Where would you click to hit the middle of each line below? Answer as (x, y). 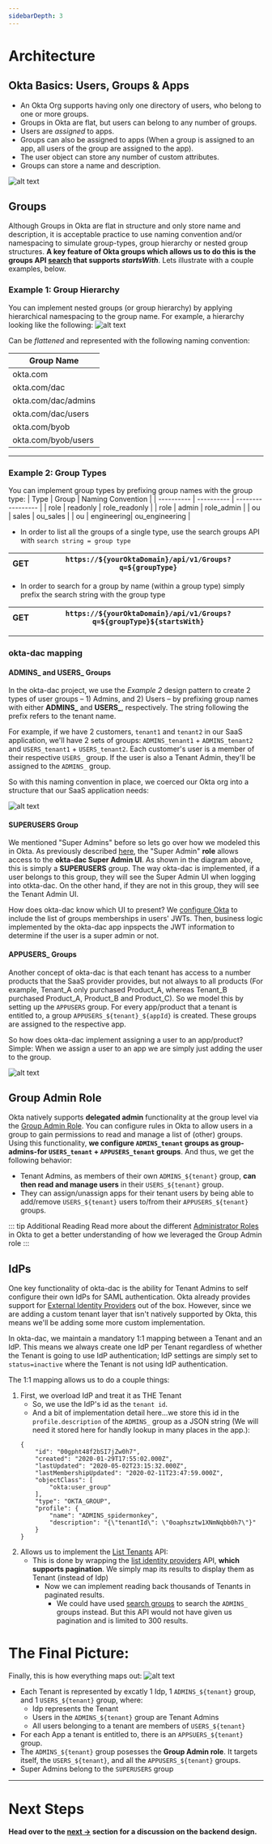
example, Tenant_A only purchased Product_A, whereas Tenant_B (118, 989)
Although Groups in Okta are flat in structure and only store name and (125, 226)
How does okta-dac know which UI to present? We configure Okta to (123, 910)
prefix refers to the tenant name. (62, 716)
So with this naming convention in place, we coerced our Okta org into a (129, 782)
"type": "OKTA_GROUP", (73, 1502)
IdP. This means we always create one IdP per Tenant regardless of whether (136, 1347)
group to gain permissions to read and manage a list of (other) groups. (125, 1135)
